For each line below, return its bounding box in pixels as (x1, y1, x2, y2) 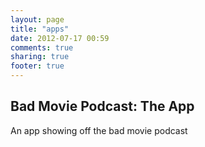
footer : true (10, 61, 65, 71)
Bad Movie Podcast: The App (10, 98, 195, 115)
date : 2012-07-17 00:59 (10, 33, 110, 43)
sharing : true (10, 52, 70, 62)
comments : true (10, 42, 74, 53)
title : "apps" (10, 24, 70, 34)
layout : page (10, 14, 65, 25)
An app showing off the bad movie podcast (10, 124, 188, 136)
